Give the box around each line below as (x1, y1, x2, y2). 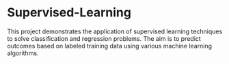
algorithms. (7, 49, 39, 57)
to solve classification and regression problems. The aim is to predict (7, 34, 202, 42)
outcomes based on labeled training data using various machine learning (7, 42, 213, 50)
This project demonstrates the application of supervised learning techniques (7, 27, 223, 35)
